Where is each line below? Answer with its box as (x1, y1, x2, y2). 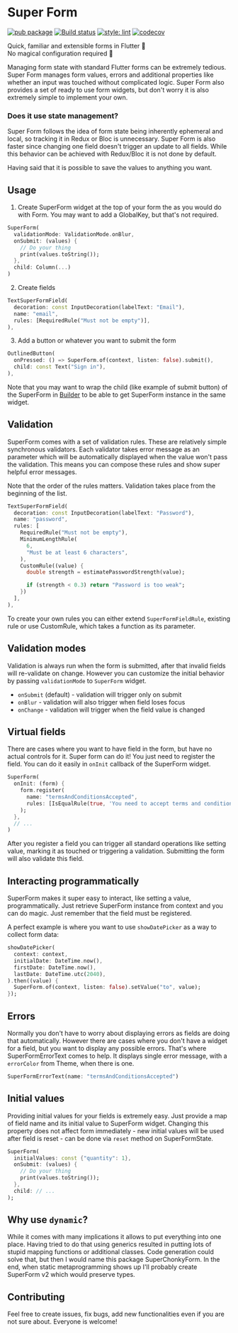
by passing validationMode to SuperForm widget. (7, 676, 147, 685)
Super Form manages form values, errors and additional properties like (7, 70, 214, 79)
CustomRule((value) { (20, 562, 84, 569)
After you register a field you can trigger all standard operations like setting (7, 840, 227, 848)
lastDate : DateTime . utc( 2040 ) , (13, 970, 106, 978)
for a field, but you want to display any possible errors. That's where (7, 1044, 207, 1052)
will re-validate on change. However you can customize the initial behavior (7, 669, 225, 678)
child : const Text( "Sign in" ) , (13, 363, 106, 370)
